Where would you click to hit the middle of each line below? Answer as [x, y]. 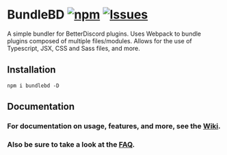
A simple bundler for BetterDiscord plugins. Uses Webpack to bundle [104, 34]
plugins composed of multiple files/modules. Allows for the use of [100, 40]
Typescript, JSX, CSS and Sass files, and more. [74, 48]
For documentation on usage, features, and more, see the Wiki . [114, 126]
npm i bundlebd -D [33, 86]
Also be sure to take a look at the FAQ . [71, 144]
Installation [31, 70]
